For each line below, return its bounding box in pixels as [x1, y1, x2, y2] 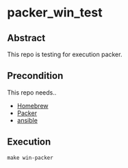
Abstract [7, 32, 46, 44]
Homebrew [16, 101, 49, 110]
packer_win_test [7, 5, 103, 21]
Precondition [7, 70, 64, 82]
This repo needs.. [7, 88, 57, 97]
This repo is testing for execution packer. [7, 50, 123, 58]
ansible [16, 116, 38, 124]
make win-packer [7, 154, 53, 161]
